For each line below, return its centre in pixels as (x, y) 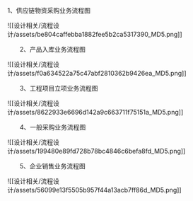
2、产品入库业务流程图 (53, 49)
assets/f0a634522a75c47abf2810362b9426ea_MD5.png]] (101, 73)
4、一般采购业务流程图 (53, 127)
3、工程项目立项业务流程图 (59, 88)
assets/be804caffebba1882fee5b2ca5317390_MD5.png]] (99, 34)
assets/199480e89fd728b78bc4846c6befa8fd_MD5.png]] (101, 151)
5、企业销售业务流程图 (53, 166)
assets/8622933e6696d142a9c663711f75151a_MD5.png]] (100, 112)
